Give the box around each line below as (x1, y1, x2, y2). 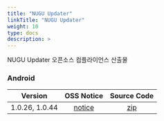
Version (21, 91, 48, 101)
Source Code (109, 91, 154, 101)
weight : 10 (7, 23, 39, 30)
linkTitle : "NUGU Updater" (7, 17, 85, 24)
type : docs (7, 29, 39, 37)
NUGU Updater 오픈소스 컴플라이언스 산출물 (7, 56, 128, 64)
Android (7, 73, 35, 83)
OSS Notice (64, 91, 104, 101)
